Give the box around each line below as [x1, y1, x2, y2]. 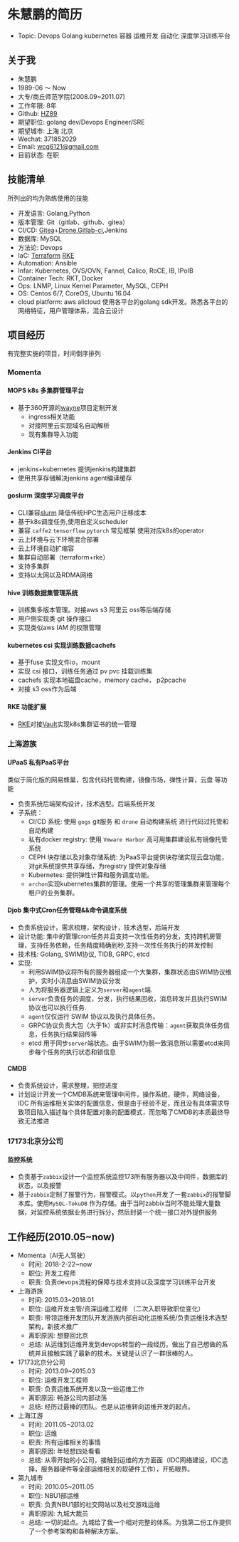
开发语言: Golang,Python [17, 209, 90, 217]
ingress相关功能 [28, 412, 75, 421]
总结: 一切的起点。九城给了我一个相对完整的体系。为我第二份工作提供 [28, 1518, 232, 1526]
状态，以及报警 [17, 1181, 62, 1190]
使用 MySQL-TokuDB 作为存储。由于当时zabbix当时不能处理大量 [36, 1199, 215, 1207]
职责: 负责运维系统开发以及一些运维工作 [28, 1384, 144, 1392]
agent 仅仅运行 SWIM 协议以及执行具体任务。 [28, 1012, 159, 1020]
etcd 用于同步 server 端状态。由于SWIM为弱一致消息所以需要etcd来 [28, 1039, 224, 1047]
